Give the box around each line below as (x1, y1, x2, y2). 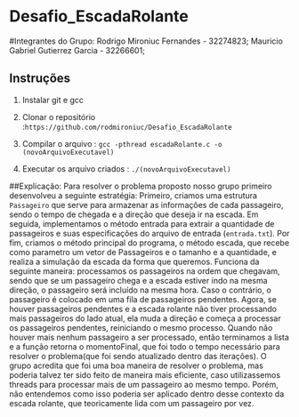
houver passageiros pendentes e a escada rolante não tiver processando (9, 303, 278, 314)
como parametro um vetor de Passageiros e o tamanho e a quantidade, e (9, 246, 278, 257)
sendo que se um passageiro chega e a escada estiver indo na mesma (9, 275, 269, 285)
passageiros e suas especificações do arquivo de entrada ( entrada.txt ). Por (9, 228, 290, 238)
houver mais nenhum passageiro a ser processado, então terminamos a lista (9, 332, 289, 342)
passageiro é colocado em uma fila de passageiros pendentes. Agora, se (9, 293, 278, 304)
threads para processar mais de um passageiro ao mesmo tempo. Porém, (9, 379, 279, 389)
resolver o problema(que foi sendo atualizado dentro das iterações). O (9, 350, 267, 361)
